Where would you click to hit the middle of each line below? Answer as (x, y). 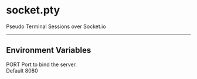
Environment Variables (49, 50)
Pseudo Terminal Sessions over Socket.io (56, 26)
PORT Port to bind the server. (42, 64)
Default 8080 (22, 70)
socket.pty (33, 10)
